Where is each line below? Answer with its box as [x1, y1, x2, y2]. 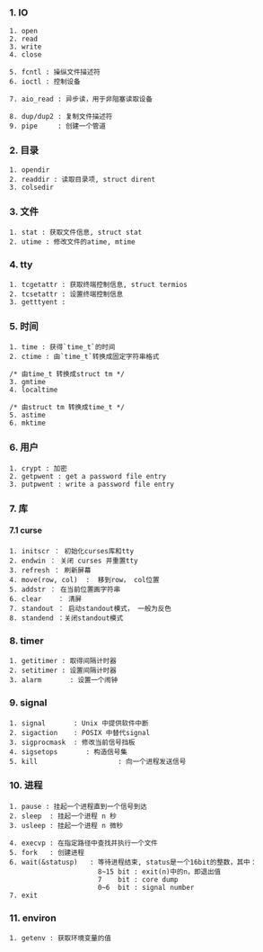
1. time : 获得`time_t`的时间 [9, 343, 116, 352]
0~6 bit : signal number [97, 883, 195, 892]
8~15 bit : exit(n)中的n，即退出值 [97, 867, 222, 876]
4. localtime [9, 385, 58, 395]
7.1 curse [9, 525, 42, 536]
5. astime [9, 411, 47, 420]
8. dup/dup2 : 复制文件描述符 [9, 112, 113, 121]
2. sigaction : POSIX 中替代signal [9, 728, 151, 737]
